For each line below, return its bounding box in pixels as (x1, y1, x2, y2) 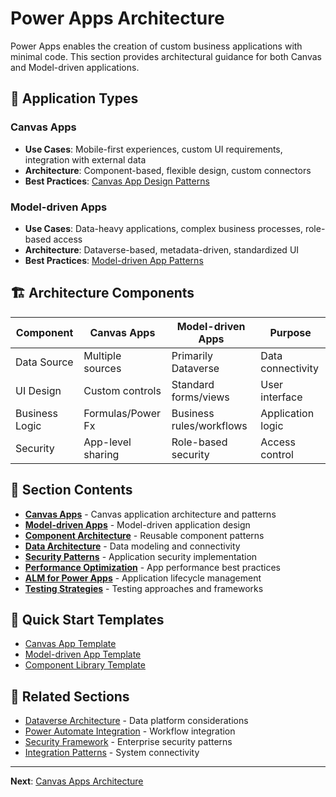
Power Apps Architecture (10, 7, 225, 30)
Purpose (269, 325, 312, 339)
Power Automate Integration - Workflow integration (24, 725, 236, 737)
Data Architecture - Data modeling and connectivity (24, 540, 241, 552)
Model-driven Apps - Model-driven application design (24, 518, 251, 531)
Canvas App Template (24, 638, 117, 650)
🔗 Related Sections (10, 688, 130, 705)
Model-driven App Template (24, 648, 142, 661)
